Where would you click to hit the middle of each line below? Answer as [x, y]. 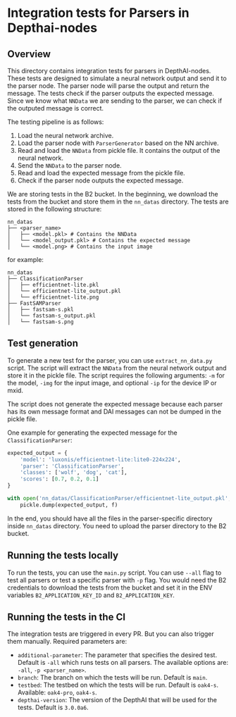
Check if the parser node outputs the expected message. [100, 180]
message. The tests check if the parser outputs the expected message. [111, 93]
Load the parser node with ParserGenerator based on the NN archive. [118, 143]
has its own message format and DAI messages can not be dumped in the [114, 411]
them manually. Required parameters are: [67, 642]
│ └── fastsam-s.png [41, 322]
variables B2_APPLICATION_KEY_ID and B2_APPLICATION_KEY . [91, 595]
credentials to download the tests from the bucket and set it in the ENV [110, 587]
